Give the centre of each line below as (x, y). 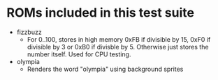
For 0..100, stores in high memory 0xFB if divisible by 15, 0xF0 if (119, 39)
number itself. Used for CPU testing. (79, 54)
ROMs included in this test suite (101, 13)
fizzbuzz (29, 32)
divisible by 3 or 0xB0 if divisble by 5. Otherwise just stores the (118, 47)
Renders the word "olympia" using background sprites (105, 69)
